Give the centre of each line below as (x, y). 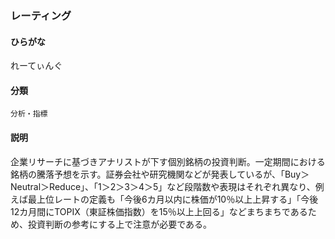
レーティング (41, 15)
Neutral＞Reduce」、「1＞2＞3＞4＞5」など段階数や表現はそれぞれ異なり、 (163, 186)
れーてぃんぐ (36, 66)
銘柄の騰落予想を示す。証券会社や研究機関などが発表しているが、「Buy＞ (160, 174)
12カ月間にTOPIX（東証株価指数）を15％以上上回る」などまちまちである (159, 211)
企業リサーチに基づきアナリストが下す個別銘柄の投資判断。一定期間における (168, 161)
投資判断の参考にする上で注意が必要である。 (119, 224)
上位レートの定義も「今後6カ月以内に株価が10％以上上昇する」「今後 (177, 199)
